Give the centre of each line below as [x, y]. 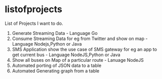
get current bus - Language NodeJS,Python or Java [66, 55]
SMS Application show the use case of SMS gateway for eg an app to [85, 49]
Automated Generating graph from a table [56, 71]
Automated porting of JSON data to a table [57, 65]
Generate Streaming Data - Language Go [55, 33]
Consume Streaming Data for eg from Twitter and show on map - [80, 38]
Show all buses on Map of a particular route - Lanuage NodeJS [78, 60]
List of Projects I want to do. [34, 23]
